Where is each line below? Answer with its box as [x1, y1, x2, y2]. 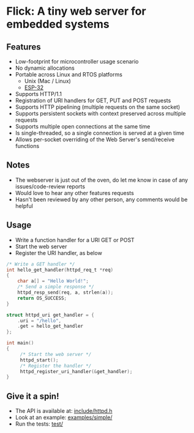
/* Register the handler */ [20, 363, 92, 369]
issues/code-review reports [15, 182, 86, 190]
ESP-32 [24, 84, 44, 91]
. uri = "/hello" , [17, 317, 62, 324]
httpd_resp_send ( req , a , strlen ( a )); [17, 289, 114, 295]
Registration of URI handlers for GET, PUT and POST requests [15, 97, 171, 104]
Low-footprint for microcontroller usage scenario [15, 58, 139, 65]
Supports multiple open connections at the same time [15, 123, 151, 130]
